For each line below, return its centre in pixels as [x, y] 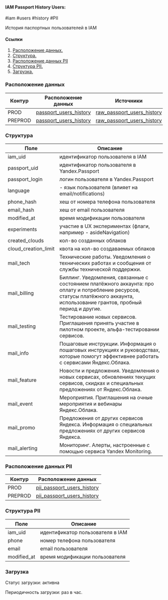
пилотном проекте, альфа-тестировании [109, 329]
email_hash [21, 210]
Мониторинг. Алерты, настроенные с [104, 445]
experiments [22, 229]
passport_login [25, 179]
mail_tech [19, 263]
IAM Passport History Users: [35, 7]
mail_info [18, 353]
